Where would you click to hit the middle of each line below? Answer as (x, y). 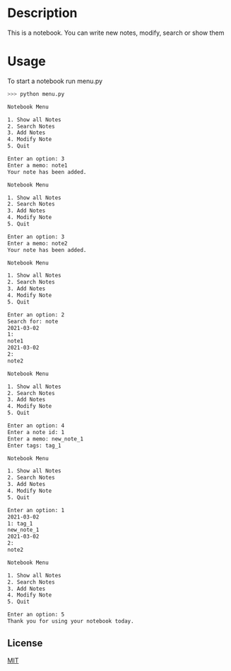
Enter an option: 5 (36, 615)
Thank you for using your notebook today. (71, 621)
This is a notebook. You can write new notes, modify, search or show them (116, 33)
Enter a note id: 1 (36, 432)
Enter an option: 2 (36, 315)
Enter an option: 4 (36, 426)
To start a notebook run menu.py (55, 81)
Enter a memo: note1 (38, 165)
